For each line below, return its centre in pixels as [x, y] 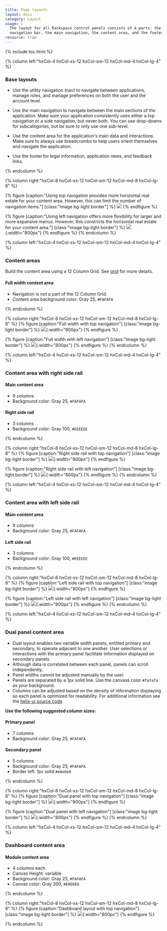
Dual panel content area [35, 632]
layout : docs [19, 14]
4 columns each [29, 868]
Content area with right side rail [44, 373]
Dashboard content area [35, 845]
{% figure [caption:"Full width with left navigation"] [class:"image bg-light [80, 339]
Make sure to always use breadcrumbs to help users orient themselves [85, 141]
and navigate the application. [42, 147]
